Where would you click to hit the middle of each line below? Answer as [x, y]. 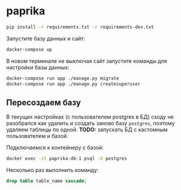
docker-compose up [29, 49]
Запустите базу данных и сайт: [46, 38]
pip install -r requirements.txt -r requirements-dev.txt [80, 27]
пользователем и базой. [37, 136]
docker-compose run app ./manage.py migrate [63, 78]
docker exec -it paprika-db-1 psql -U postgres [67, 159]
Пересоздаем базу [43, 102]
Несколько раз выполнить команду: [52, 170]
